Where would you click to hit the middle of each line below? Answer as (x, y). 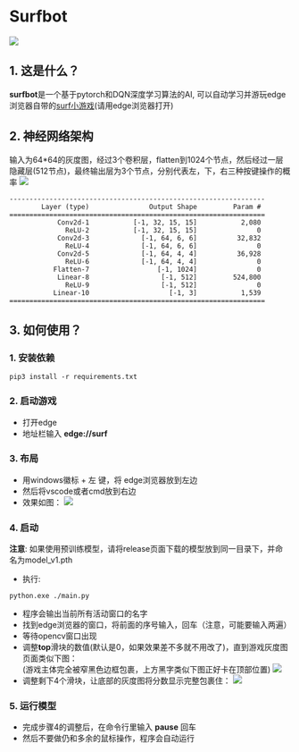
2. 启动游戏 (33, 401)
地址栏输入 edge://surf (65, 433)
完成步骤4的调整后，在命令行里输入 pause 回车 (109, 727)
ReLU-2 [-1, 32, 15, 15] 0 (163, 230)
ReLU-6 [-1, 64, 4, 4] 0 (163, 261)
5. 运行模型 (33, 706)
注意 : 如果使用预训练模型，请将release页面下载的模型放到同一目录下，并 (142, 549)
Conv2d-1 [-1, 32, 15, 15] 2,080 (159, 222)
